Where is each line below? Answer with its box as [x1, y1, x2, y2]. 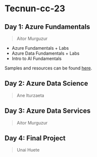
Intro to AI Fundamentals [11, 56, 62, 62]
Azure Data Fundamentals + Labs [11, 50, 80, 56]
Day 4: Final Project [4, 134, 66, 143]
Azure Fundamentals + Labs [11, 45, 69, 51]
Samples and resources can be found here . [4, 65, 92, 71]
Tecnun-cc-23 [4, 3, 65, 14]
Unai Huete [16, 147, 40, 153]
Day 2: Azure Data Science [4, 79, 88, 88]
